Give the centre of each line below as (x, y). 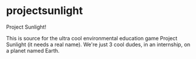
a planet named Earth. (33, 50)
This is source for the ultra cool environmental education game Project (92, 38)
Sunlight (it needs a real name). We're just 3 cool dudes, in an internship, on (98, 44)
